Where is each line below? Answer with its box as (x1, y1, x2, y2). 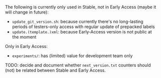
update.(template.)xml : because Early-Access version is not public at (12, 29, 152, 34)
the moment (12, 34, 36, 40)
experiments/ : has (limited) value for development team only (12, 53, 133, 59)
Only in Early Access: (5, 44, 48, 49)
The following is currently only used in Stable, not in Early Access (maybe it (5, 4, 157, 10)
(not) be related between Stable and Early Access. (5, 67, 106, 73)
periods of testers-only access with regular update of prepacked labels (12, 24, 155, 30)
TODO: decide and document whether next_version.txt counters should (5, 62, 151, 68)
